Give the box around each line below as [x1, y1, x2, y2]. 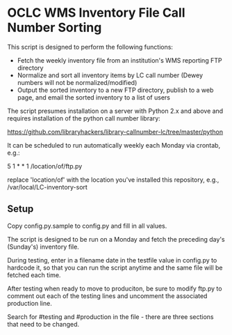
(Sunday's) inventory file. [7, 242, 80, 251]
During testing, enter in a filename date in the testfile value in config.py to [7, 256, 217, 264]
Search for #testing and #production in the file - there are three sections [7, 312, 214, 321]
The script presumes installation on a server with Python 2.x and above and [7, 107, 224, 115]
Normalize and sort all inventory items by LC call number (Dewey [17, 71, 204, 79]
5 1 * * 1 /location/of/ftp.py [7, 162, 83, 170]
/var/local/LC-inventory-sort [7, 182, 88, 191]
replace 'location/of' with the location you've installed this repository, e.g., [7, 176, 219, 184]
